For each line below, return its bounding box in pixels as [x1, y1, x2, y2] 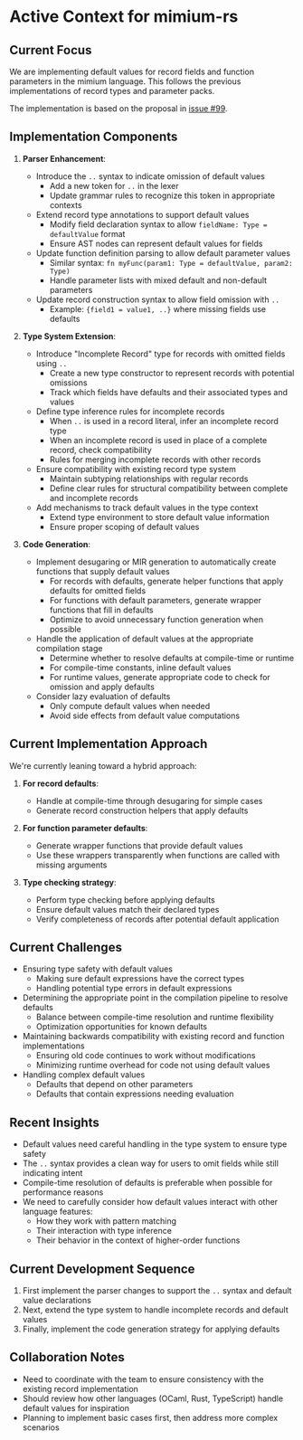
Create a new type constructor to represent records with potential [49, 367, 295, 378]
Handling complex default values [22, 1069, 146, 1080]
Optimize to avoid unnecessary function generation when [49, 613, 264, 625]
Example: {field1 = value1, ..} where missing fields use [49, 303, 267, 314]
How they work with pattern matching [35, 1216, 176, 1227]
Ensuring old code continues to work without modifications [35, 1050, 256, 1061]
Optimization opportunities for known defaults [35, 1021, 208, 1032]
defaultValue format [49, 228, 126, 239]
